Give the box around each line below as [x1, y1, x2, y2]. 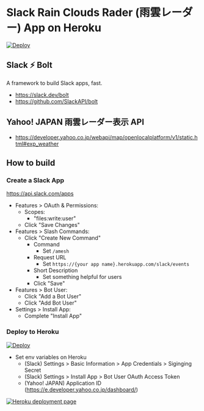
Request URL [33, 254, 67, 261]
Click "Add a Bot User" [24, 293, 82, 300]
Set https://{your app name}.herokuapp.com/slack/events [42, 261, 189, 268]
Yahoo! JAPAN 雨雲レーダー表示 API [6, 117, 145, 127]
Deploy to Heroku [6, 328, 59, 336]
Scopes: [24, 209, 46, 216]
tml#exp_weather [15, 140, 59, 147]
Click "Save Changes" [24, 221, 81, 229]
